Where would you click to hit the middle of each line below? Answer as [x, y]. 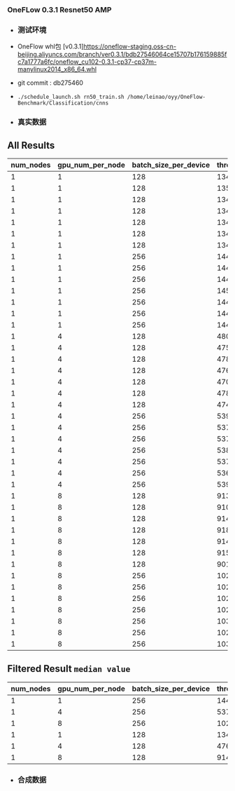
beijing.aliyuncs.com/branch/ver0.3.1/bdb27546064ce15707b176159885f [122, 55]
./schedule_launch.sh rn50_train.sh [71, 97]
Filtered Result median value [69, 669]
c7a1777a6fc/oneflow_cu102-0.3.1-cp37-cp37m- [87, 62]
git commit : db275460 [50, 83]
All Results [31, 145]
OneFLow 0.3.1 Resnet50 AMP [59, 10]
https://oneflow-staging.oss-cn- [130, 46]
